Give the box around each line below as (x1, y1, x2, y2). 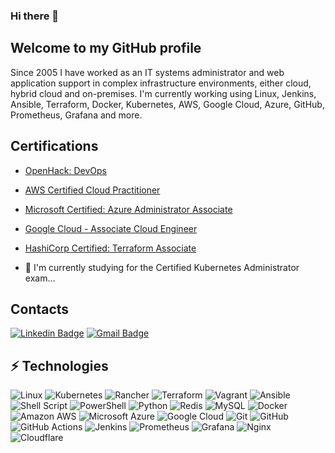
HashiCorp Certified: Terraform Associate (24, 242, 197, 254)
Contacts (10, 300, 70, 318)
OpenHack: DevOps (24, 164, 107, 176)
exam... (24, 272, 56, 284)
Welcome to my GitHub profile (10, 40, 202, 57)
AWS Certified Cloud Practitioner (24, 184, 161, 196)
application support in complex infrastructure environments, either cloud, (10, 77, 312, 89)
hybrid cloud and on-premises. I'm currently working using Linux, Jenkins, (10, 87, 317, 99)
